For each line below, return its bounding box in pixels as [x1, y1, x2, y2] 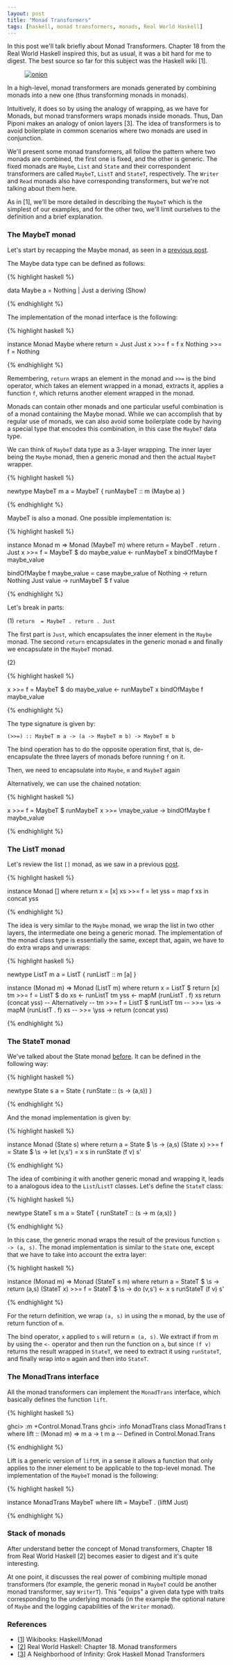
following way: [7, 1060, 49, 1068]
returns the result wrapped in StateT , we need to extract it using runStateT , [7, 1347, 222, 1355]
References [7, 1619, 47, 1629]
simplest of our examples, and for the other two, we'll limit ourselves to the [7, 205, 221, 214]
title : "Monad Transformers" [7, 17, 92, 24]
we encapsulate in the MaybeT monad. [7, 645, 114, 653]
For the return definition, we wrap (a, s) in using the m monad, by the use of [7, 1312, 225, 1320]
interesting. [7, 1559, 40, 1567]
